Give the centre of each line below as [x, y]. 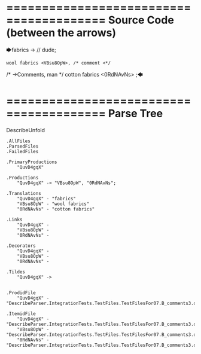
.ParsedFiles [22, 146]
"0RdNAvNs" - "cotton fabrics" [56, 209]
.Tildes [16, 272]
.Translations [24, 193]
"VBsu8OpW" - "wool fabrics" [53, 204]
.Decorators [21, 246]
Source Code [141, 20]
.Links [14, 219]
